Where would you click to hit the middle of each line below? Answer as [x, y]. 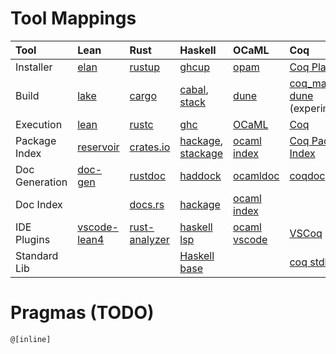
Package [36, 140]
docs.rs [147, 204]
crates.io [150, 147]
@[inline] [31, 339]
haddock [200, 175]
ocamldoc [256, 175]
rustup [144, 67]
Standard [37, 255]
